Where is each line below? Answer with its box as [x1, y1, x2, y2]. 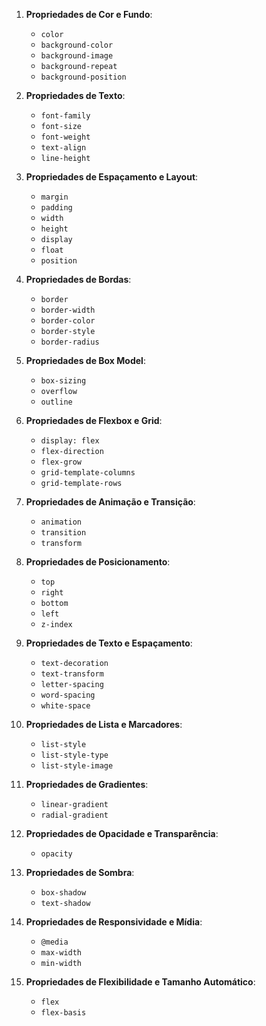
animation [40, 517, 83, 527]
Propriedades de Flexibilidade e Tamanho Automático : [25, 976, 256, 988]
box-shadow [40, 888, 87, 898]
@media [40, 937, 69, 947]
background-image [40, 51, 114, 61]
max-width [40, 948, 83, 958]
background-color [40, 40, 114, 50]
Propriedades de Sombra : [25, 867, 135, 878]
